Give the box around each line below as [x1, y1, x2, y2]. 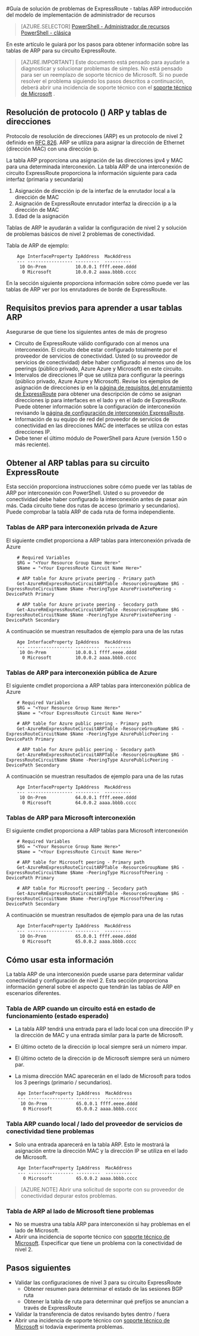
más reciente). [14, 440, 50, 448]
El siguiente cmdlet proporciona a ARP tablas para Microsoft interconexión [6, 827, 188, 834]
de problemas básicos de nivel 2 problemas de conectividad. [6, 230, 156, 237]
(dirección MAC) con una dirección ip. [6, 145, 99, 152]
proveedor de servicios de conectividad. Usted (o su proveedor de [14, 352, 178, 359]
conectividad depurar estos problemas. [20, 1192, 118, 1199]
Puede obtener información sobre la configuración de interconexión [14, 403, 181, 410]
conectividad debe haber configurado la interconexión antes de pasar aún [6, 496, 188, 503]
